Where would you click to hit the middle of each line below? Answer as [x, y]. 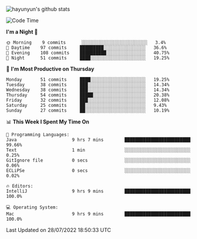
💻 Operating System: [32, 207]
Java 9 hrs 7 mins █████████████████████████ [98, 140]
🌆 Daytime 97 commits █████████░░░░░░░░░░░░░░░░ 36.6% [86, 48]
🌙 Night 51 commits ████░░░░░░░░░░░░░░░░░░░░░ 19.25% [88, 58]
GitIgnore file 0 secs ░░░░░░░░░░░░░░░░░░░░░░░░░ [98, 160]
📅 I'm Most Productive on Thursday [50, 69]
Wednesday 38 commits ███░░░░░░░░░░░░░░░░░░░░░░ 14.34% [88, 90]
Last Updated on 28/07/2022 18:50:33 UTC [59, 230]
